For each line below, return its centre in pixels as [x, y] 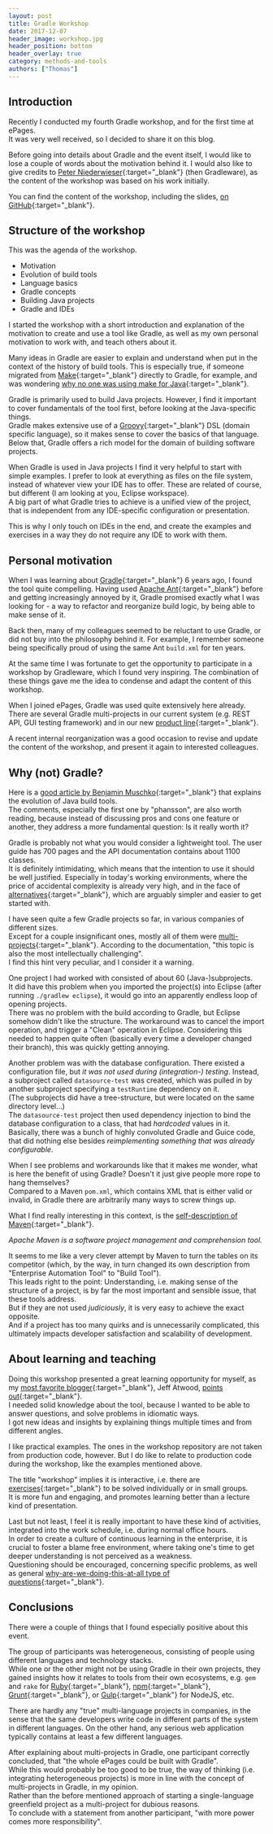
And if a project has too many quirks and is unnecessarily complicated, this [134, 1325]
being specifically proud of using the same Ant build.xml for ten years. [127, 648]
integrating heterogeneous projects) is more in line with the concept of [127, 1778]
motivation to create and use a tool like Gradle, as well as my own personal [133, 334]
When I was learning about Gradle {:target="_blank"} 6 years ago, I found [130, 580]
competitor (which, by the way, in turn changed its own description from [129, 1264]
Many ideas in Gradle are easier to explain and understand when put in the [133, 358]
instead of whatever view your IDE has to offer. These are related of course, [135, 484]
